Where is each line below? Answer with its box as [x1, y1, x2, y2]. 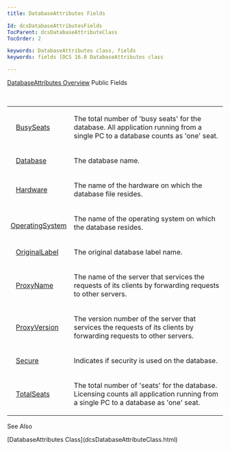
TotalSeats [16, 389, 50, 399]
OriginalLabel [16, 248, 59, 256]
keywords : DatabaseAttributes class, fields [7, 47, 136, 55]
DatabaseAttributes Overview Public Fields [7, 79, 128, 86]
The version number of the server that [73, 314, 196, 323]
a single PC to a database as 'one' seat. [73, 398, 201, 407]
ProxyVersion [16, 323, 60, 332]
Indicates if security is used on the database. [73, 356, 218, 365]
